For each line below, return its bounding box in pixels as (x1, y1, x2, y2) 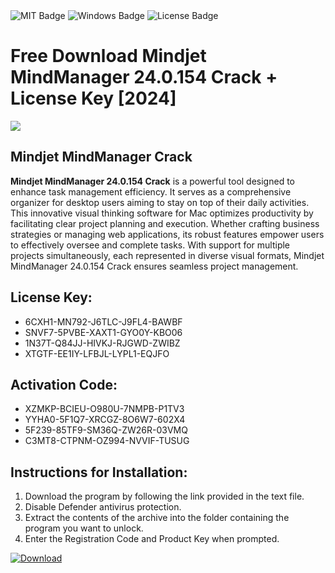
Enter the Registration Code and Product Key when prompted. (24, 533, 280, 545)
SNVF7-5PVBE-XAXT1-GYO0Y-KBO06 (24, 326, 183, 338)
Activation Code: (10, 376, 118, 393)
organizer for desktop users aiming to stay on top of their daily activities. (10, 196, 310, 208)
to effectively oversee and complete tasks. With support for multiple (10, 239, 291, 251)
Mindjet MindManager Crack (10, 149, 193, 166)
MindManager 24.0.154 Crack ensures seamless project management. (10, 260, 299, 272)
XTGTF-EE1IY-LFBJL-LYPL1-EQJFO (24, 347, 170, 359)
